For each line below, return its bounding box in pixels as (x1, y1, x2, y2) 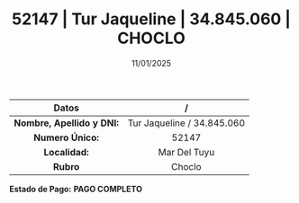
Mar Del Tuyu (158, 146, 215, 158)
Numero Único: (33, 131, 100, 144)
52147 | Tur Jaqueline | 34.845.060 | (12, 9, 291, 30)
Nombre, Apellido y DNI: (14, 117, 120, 129)
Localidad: (43, 146, 90, 158)
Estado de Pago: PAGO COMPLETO (9, 183, 142, 194)
